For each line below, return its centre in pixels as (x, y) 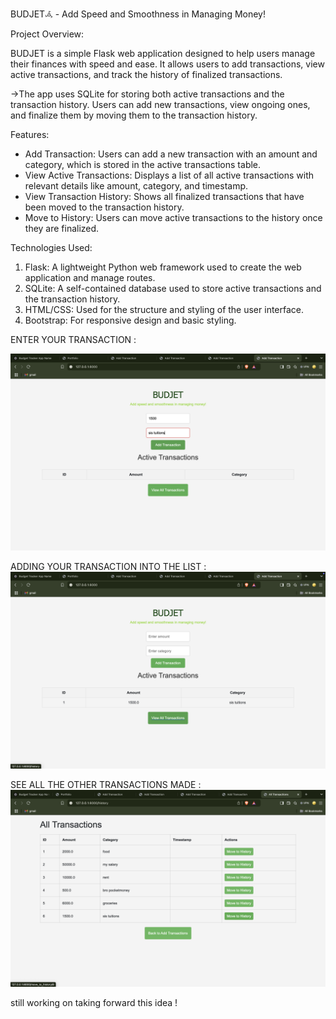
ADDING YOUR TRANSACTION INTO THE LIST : (108, 566)
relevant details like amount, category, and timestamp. (136, 186)
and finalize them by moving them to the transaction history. (134, 115)
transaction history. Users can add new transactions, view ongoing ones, (160, 104)
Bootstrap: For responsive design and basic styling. (130, 320)
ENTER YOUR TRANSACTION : (73, 339)
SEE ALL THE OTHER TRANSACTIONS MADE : (106, 784)
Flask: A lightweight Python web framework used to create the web (163, 267)
